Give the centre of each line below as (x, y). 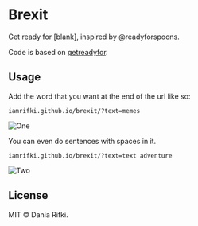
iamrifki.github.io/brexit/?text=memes (74, 111)
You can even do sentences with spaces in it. (82, 141)
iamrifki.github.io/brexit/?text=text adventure (90, 156)
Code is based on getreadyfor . (58, 52)
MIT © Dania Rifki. (39, 214)
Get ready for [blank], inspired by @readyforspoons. (94, 37)
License (28, 195)
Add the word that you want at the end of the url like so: (99, 96)
